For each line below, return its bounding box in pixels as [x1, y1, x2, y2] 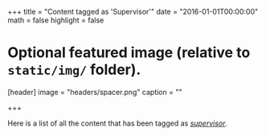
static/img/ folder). [7, 60, 141, 79]
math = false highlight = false [7, 15, 104, 25]
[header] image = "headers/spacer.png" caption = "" [7, 87, 182, 97]
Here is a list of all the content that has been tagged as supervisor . [7, 118, 228, 128]
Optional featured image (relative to [7, 43, 251, 62]
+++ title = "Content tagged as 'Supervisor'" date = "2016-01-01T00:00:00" [7, 7, 259, 16]
